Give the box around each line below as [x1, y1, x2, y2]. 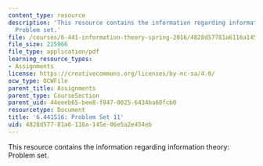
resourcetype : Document [8, 106, 86, 114]
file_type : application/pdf [8, 48, 100, 56]
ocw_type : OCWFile [8, 77, 68, 85]
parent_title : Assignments [8, 84, 96, 92]
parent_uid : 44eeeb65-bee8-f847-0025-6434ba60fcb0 [8, 99, 177, 106]
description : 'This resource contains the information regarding [8, 19, 225, 27]
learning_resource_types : [8, 56, 92, 63]
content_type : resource [8, 11, 86, 20]
